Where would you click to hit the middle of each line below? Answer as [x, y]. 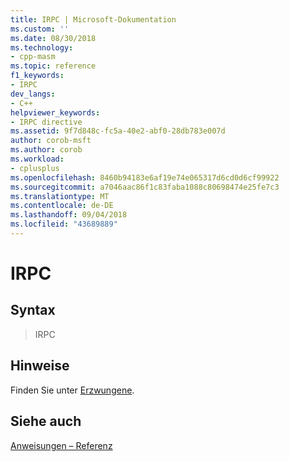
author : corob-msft [51, 141]
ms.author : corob [46, 150]
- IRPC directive [46, 122]
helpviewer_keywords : [55, 112]
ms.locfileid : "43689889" [64, 224]
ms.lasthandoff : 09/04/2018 [69, 215]
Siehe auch [46, 421]
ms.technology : [42, 47]
